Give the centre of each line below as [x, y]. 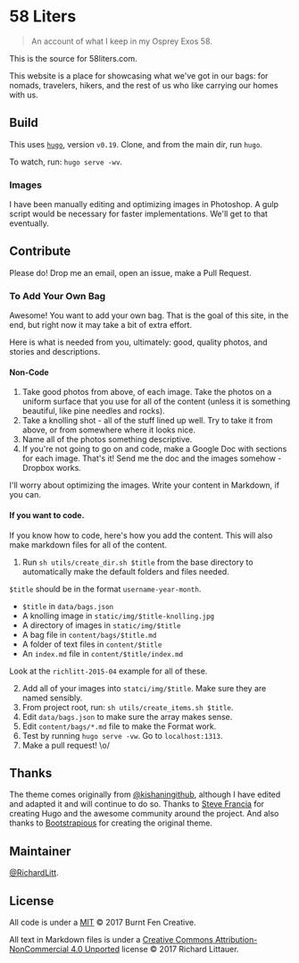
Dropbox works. [52, 468]
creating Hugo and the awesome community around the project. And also [144, 814]
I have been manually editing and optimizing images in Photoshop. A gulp [144, 205]
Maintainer [40, 851]
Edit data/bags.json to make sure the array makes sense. [127, 716]
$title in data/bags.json [68, 606]
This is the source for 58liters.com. [74, 58]
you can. [25, 495]
